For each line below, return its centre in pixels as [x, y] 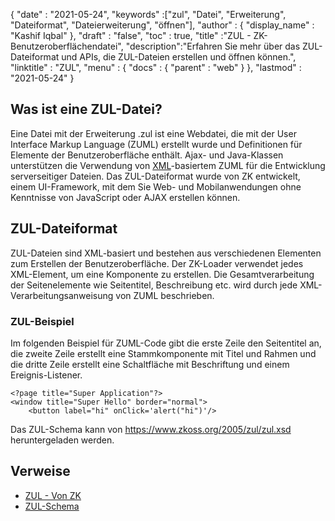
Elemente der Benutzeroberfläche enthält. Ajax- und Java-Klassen [147, 155]
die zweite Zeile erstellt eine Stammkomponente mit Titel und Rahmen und [163, 353]
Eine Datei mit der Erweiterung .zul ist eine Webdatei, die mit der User [153, 133]
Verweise [40, 471]
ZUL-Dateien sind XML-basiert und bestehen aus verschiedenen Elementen [166, 253]
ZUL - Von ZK [53, 495]
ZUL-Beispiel [42, 321]
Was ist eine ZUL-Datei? [86, 109]
